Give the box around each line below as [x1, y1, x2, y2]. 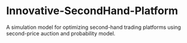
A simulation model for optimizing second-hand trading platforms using [6, 24, 182, 31]
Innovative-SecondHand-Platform [6, 4, 179, 18]
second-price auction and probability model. [6, 29, 116, 37]
